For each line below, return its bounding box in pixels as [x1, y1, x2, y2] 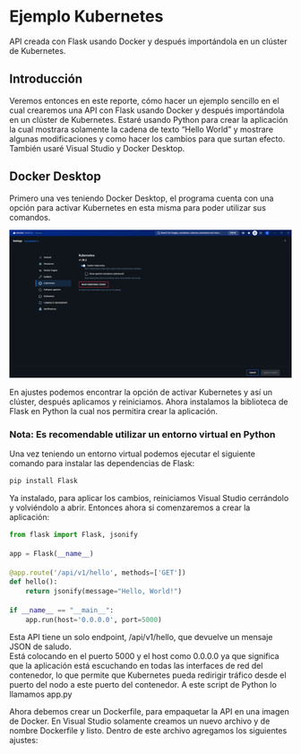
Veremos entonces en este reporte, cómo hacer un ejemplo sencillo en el [9, 95, 279, 106]
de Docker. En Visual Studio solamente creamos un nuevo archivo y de [9, 715, 271, 726]
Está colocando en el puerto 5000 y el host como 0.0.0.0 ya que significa [9, 650, 279, 661]
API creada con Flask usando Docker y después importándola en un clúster [9, 36, 288, 47]
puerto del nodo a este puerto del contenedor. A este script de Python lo [9, 679, 278, 689]
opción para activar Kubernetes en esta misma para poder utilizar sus [9, 202, 267, 212]
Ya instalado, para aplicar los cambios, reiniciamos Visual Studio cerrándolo [9, 493, 289, 504]
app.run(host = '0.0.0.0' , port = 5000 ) [25, 615, 163, 624]
